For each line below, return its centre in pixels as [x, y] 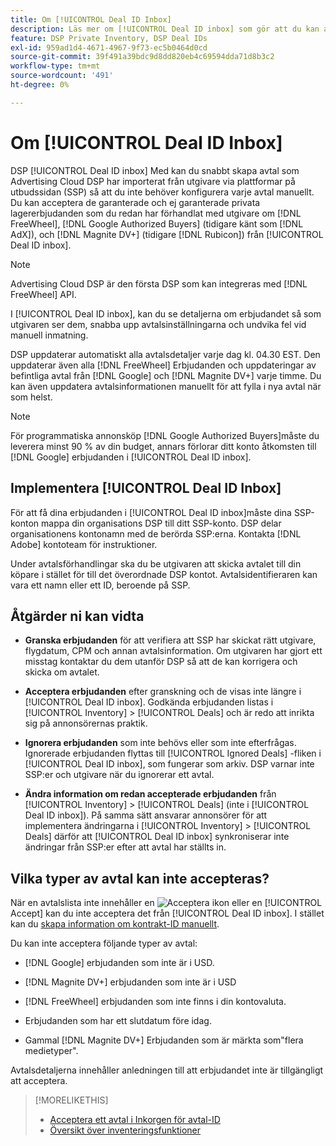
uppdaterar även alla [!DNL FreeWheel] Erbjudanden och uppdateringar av [163, 365]
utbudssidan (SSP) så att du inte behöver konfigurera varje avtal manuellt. [162, 192]
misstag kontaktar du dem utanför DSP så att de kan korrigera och [161, 662]
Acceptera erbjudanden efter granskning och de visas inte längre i [163, 692]
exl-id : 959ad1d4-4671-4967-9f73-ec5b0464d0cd [109, 47]
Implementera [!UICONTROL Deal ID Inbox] [146, 488]
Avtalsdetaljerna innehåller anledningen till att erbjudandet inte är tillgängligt [167, 1070]
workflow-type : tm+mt [55, 66]
